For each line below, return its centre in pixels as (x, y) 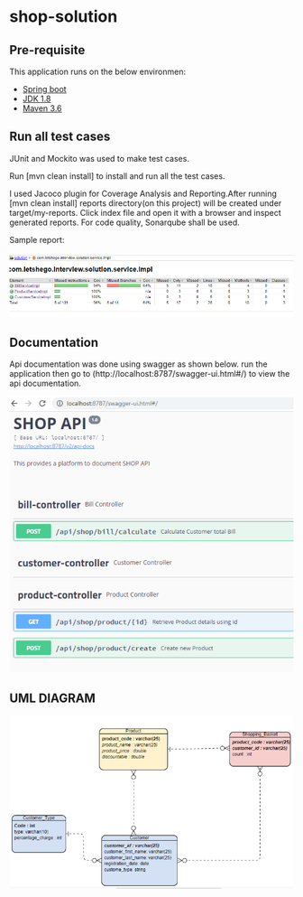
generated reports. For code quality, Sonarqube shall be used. (125, 222)
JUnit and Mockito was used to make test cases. (99, 158)
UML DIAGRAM (53, 698)
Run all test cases (60, 137)
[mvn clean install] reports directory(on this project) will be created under (146, 203)
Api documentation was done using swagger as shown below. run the (138, 364)
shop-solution (64, 17)
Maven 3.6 (42, 108)
